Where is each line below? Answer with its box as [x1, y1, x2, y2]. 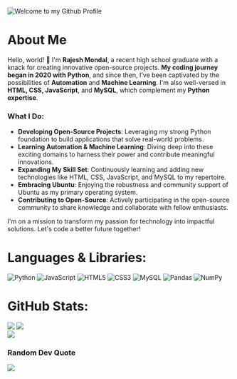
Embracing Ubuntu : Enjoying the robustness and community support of [17, 181, 229, 189]
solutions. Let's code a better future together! [7, 225, 141, 233]
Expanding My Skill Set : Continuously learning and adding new [17, 166, 204, 174]
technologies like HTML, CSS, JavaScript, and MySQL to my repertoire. [17, 173, 226, 181]
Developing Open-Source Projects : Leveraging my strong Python [17, 128, 211, 136]
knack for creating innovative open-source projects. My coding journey [7, 63, 218, 71]
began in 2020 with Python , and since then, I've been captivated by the [7, 71, 219, 79]
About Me [7, 32, 67, 49]
